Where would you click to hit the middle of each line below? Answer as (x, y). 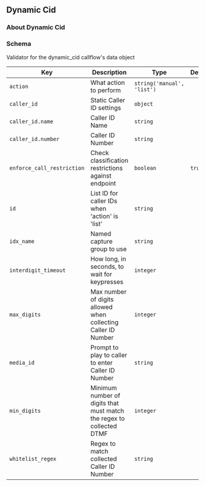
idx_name (22, 241)
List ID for (104, 193)
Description (109, 72)
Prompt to (105, 347)
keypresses (107, 281)
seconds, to (107, 266)
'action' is (104, 216)
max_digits (25, 314)
